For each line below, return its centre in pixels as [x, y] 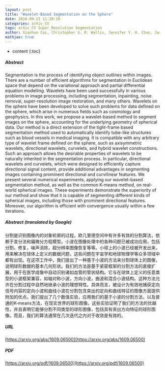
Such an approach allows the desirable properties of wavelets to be [73, 153]
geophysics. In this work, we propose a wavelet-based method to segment [81, 117]
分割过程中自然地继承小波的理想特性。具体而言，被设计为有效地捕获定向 [87, 284]
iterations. [15, 211]
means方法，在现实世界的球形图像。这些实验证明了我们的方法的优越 [87, 303]
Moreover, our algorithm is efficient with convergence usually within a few [80, 205]
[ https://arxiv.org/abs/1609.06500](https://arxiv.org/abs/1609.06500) [75, 339]
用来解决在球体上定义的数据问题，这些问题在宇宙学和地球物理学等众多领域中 [82, 254]
